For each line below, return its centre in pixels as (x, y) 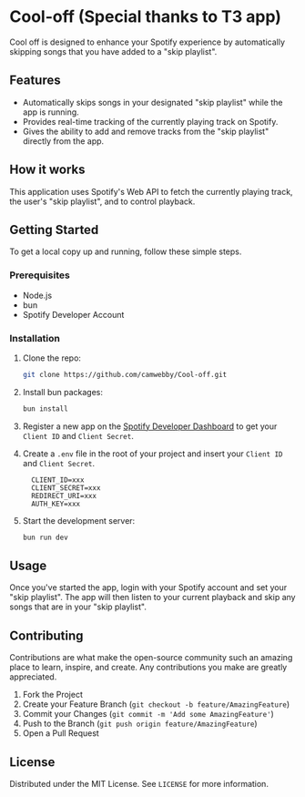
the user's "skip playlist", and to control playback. (102, 201)
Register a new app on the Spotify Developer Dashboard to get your (150, 426)
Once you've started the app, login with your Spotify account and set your (148, 588)
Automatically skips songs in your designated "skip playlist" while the (152, 102)
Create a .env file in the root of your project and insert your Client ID (152, 454)
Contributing (46, 635)
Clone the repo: (52, 358)
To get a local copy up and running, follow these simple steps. (126, 251)
